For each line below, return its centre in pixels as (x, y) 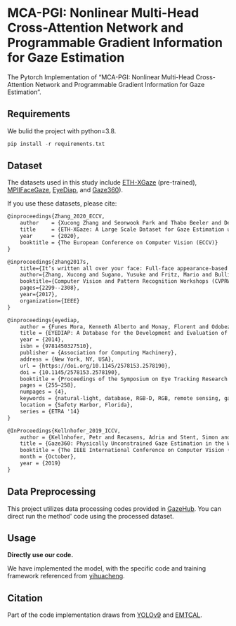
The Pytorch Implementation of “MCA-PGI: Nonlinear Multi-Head (101, 77)
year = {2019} (40, 464)
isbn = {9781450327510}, (56, 346)
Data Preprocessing (52, 492)
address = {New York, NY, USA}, (67, 359)
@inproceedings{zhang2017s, (48, 262)
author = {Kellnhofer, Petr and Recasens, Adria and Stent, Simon (119, 437)
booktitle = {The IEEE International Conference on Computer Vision (122, 451)
